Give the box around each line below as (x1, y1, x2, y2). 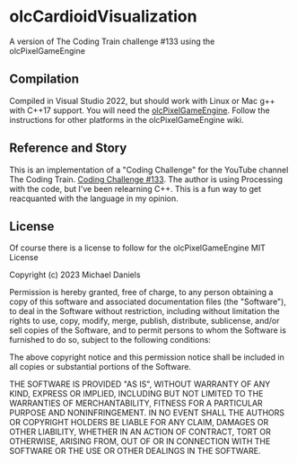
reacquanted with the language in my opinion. (9, 193, 179, 204)
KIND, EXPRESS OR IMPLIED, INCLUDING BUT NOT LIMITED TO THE (9, 389, 264, 399)
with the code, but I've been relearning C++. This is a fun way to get (9, 183, 262, 194)
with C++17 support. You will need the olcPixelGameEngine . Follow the (9, 105, 271, 116)
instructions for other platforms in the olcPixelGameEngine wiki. (9, 114, 244, 125)
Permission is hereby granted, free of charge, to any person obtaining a (9, 287, 274, 298)
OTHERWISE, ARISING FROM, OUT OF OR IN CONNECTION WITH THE (9, 436, 271, 447)
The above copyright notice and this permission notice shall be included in (9, 352, 284, 363)
